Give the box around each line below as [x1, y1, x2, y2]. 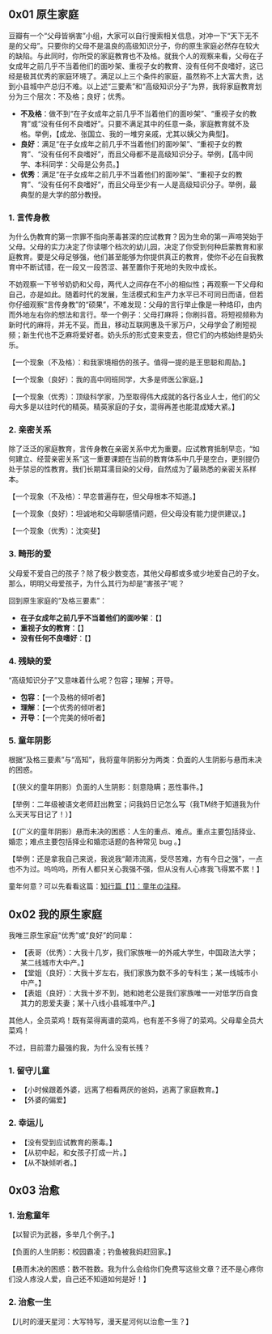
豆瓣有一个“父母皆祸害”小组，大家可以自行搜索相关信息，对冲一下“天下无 [8, 31, 253, 40]
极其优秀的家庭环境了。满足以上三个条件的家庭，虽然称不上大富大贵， [22, 71, 257, 81]
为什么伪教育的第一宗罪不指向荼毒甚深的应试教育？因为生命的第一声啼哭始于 [8, 232, 264, 241]
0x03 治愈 [8, 1183, 61, 1197]
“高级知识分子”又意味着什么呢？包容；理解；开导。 [8, 676, 178, 684]
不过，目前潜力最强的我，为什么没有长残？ [8, 1043, 151, 1053]
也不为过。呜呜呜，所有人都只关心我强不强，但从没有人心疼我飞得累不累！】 [8, 864, 264, 874]
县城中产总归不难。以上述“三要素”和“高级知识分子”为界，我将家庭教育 [22, 81, 255, 91]
